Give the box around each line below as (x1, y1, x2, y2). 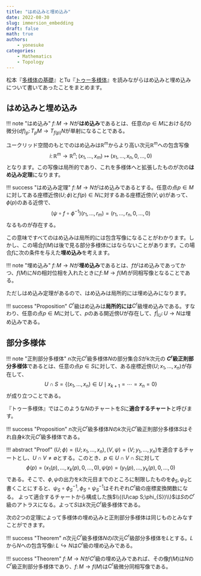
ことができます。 (6, 521, 48, 528)
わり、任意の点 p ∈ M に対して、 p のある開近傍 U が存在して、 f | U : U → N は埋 (6, 310, 191, 318)
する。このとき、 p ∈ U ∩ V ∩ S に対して (62, 454, 160, 462)
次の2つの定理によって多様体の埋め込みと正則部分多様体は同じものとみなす (6, 514, 193, 521)
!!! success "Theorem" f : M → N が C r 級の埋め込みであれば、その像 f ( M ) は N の (6, 554, 194, 562)
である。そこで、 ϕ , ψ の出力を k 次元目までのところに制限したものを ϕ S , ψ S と (6, 476, 193, 484)
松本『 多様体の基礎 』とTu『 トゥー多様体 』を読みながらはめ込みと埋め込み (6, 76, 191, 83)
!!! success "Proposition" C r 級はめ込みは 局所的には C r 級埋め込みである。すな (6, 301, 196, 309)
